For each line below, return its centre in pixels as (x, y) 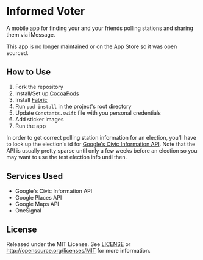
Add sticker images (39, 119)
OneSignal (28, 210)
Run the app (30, 126)
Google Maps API (37, 204)
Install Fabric (31, 99)
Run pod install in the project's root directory (73, 106)
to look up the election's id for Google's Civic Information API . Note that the (101, 144)
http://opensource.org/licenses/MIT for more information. (78, 251)
